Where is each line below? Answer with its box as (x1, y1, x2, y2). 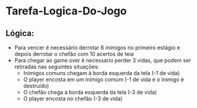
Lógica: (5, 28, 34, 38)
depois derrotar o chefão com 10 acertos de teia (14, 50, 134, 58)
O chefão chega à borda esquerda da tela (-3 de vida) (23, 89, 157, 95)
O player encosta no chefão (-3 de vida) (23, 95, 123, 102)
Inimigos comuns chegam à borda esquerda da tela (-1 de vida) (23, 70, 180, 76)
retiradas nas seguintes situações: (14, 63, 100, 70)
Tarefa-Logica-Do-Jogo (5, 4, 127, 18)
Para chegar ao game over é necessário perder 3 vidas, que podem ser (14, 57, 192, 64)
